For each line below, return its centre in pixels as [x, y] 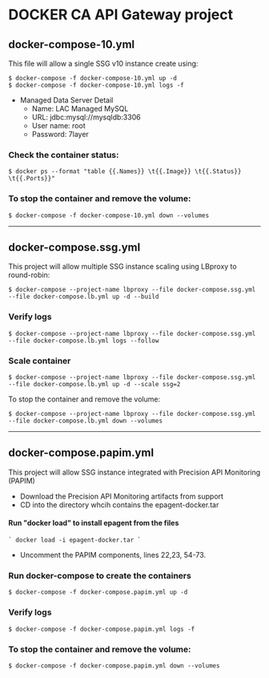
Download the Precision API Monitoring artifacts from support [122, 496]
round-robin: [29, 275]
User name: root [58, 125]
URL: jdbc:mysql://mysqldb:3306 [86, 117]
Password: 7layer [60, 134]
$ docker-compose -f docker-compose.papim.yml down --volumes [114, 666]
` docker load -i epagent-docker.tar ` [75, 540]
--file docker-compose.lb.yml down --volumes [85, 421]
